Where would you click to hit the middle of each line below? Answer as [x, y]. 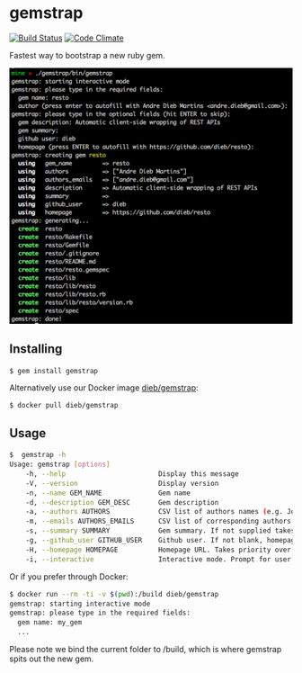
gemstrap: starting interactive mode [80, 604]
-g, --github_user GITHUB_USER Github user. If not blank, [144, 541]
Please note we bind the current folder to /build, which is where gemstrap [146, 650]
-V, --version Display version [122, 483]
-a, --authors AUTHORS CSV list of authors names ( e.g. [154, 512]
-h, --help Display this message [133, 474]
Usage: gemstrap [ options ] [60, 465]
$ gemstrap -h [38, 455]
